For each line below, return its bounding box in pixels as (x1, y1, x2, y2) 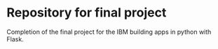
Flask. (6, 35, 24, 43)
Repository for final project (6, 5, 167, 21)
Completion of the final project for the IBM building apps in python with (6, 28, 212, 36)
